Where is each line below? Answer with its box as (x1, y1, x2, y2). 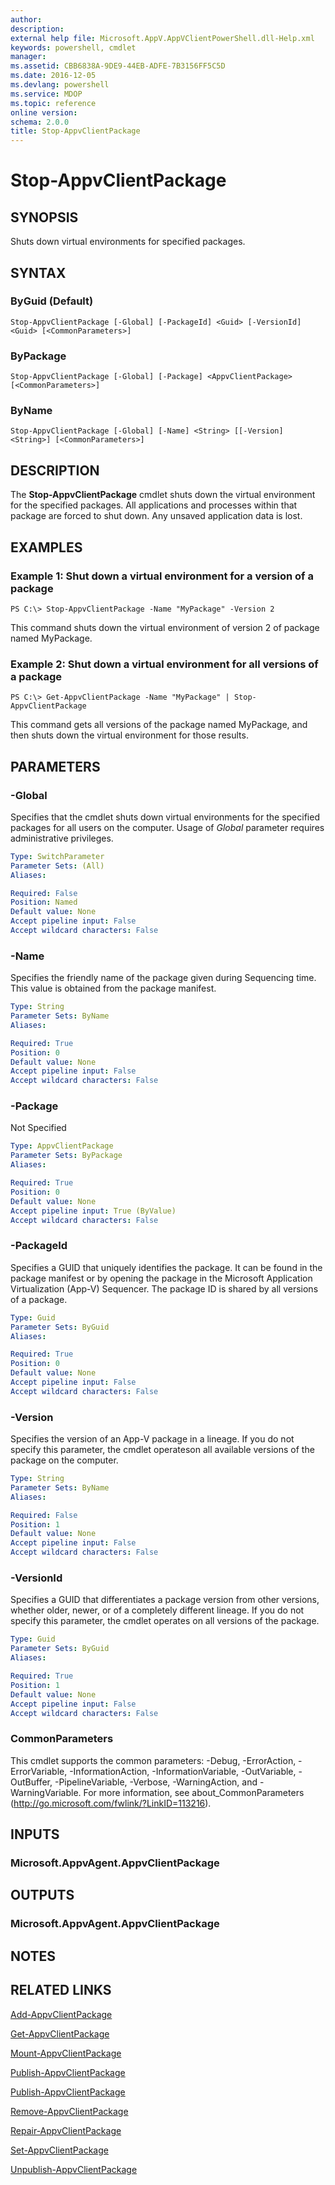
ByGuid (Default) (10, 294, 94, 308)
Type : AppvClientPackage (10, 1141, 114, 1151)
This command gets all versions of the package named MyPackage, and (10, 719, 308, 731)
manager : (10, 52, 47, 62)
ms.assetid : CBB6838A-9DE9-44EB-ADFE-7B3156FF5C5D (10, 61, 226, 71)
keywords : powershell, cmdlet (10, 42, 137, 53)
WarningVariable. (10, 1786, 82, 1798)
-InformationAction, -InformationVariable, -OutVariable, (69, 1765, 297, 1777)
